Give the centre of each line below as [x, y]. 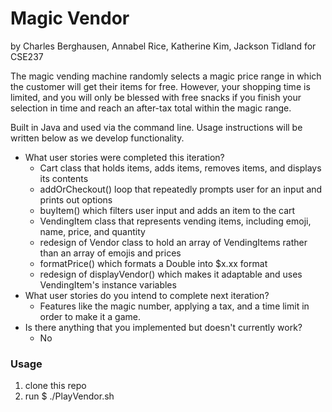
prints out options [76, 199]
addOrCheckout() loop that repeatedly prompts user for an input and [181, 189]
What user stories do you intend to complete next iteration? [147, 295]
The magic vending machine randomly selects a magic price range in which [166, 76]
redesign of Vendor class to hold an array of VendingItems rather [173, 242]
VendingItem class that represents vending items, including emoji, [175, 221]
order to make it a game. [90, 316]
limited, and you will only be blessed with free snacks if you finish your [156, 97]
